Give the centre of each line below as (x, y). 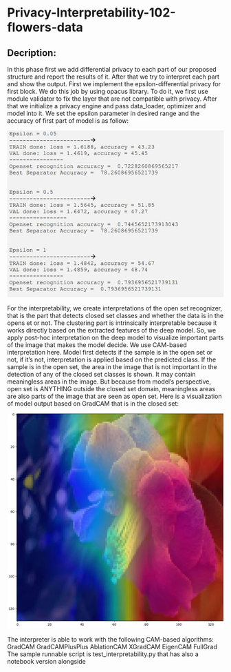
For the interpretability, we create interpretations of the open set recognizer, (115, 308)
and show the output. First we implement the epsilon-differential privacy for (114, 84)
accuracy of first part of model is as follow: (68, 121)
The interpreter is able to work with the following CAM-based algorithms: (111, 640)
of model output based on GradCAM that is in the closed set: (93, 403)
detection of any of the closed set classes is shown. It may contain (101, 374)
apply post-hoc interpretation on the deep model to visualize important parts (115, 337)
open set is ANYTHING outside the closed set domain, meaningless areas (111, 388)
